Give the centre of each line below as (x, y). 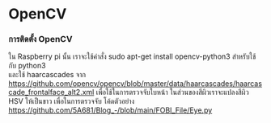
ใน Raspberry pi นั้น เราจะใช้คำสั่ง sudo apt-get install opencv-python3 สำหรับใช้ (132, 56)
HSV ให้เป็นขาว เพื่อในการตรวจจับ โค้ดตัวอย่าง (72, 101)
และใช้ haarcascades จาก (47, 75)
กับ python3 (27, 66)
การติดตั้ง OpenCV (40, 39)
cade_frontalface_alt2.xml (51, 92)
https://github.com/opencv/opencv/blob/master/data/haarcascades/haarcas (135, 84)
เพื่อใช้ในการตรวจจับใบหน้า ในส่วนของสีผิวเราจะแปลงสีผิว (172, 92)
